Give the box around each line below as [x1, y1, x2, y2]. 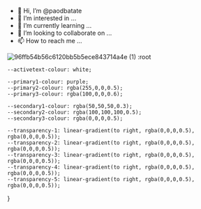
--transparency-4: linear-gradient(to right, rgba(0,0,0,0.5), [7, 164, 195, 171]
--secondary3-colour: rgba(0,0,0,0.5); [7, 115, 124, 122]
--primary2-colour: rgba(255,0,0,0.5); [7, 84, 124, 91]
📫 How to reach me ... [17, 37, 82, 45]
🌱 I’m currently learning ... [17, 22, 92, 29]
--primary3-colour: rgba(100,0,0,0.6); [7, 91, 124, 98]
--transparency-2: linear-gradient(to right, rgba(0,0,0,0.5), [7, 139, 195, 146]
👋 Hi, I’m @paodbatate [17, 7, 82, 15]
